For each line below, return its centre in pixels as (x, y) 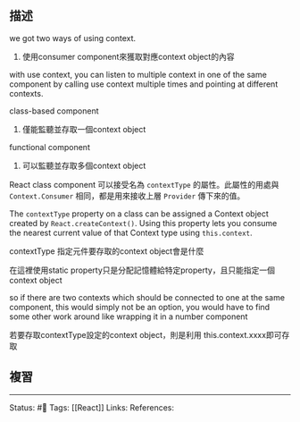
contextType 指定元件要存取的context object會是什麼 (107, 251)
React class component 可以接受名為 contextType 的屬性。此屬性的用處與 (144, 184)
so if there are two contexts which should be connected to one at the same (147, 297)
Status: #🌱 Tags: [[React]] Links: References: (92, 407)
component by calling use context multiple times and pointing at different (144, 84)
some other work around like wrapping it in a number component (129, 316)
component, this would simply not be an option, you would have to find (140, 307)
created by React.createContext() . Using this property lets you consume (143, 223)
